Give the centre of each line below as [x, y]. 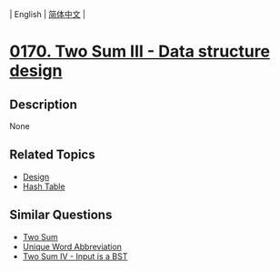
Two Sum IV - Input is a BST [75, 256]
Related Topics [52, 155]
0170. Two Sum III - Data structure [140, 51]
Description [43, 104]
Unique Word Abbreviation [72, 246]
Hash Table [44, 186]
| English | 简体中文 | [48, 14]
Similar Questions [61, 215]
